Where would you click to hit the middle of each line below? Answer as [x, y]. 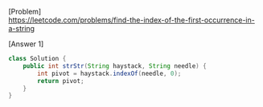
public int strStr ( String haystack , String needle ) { [115, 66]
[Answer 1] [26, 44]
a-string [21, 28]
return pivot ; [61, 81]
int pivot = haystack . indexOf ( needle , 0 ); [109, 73]
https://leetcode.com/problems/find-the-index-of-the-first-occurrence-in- [131, 20]
